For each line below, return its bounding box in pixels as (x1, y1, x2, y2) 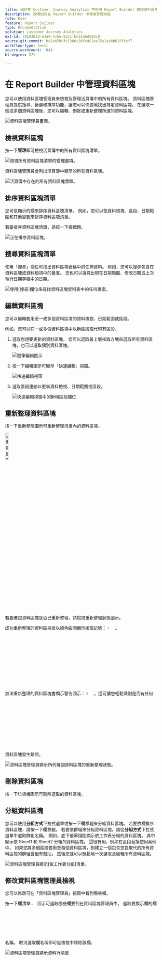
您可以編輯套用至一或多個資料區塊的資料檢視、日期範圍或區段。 (5, 316, 132, 321)
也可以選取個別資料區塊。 (20, 342, 71, 348)
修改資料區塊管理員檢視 (5, 876, 75, 885)
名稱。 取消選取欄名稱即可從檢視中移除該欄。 (5, 940, 95, 945)
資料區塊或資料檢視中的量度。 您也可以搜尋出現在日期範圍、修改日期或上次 (5, 270, 154, 275)
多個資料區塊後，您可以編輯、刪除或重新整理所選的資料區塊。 (13, 108, 136, 114)
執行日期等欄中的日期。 (5, 276, 52, 282)
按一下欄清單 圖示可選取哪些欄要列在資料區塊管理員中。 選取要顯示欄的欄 (5, 900, 157, 907)
